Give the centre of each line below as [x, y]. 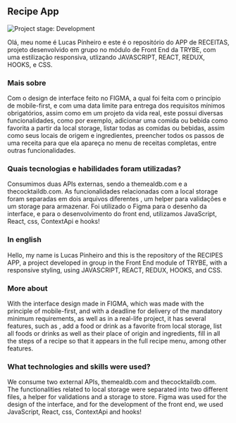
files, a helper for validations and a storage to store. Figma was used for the [117, 397]
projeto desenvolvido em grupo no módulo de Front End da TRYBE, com [112, 49]
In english [25, 240]
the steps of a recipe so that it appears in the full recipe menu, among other [117, 341]
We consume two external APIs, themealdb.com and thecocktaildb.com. [112, 382]
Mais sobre [27, 82]
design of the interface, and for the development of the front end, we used [115, 405]
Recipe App [33, 12]
